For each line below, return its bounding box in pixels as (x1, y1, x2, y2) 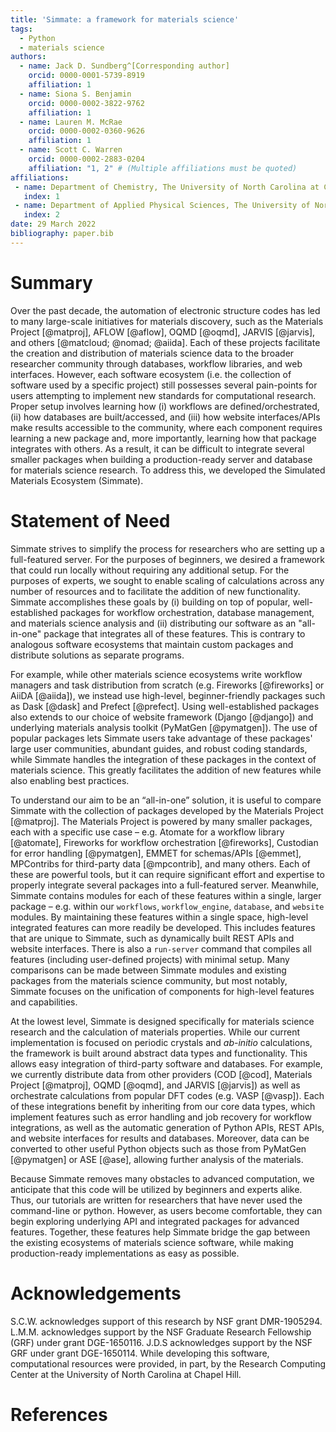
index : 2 (23, 210, 60, 220)
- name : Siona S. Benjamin (19, 89, 132, 99)
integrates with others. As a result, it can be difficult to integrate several (10, 442, 305, 455)
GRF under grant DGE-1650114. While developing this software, (10, 1347, 270, 1359)
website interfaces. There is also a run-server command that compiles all (10, 942, 312, 955)
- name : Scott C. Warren (19, 145, 123, 155)
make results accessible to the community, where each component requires (10, 421, 323, 433)
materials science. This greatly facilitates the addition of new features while (10, 764, 322, 776)
